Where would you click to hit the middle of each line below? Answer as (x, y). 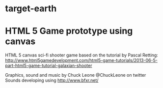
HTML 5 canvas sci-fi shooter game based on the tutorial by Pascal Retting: (81, 55)
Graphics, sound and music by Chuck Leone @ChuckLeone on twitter (76, 75)
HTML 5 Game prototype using (69, 31)
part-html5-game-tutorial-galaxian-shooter (49, 66)
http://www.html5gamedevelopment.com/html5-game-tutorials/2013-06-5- (81, 60)
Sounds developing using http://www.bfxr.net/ (52, 80)
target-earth (31, 9)
